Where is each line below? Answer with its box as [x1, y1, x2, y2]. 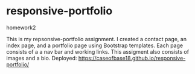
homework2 [6, 24, 36, 31]
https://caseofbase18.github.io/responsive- [78, 54, 186, 61]
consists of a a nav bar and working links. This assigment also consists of [6, 48, 189, 55]
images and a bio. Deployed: [6, 54, 77, 61]
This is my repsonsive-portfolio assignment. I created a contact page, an [6, 35, 187, 42]
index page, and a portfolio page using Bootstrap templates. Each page [6, 42, 183, 49]
